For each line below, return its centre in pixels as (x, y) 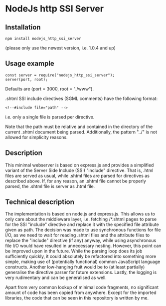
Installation (23, 27)
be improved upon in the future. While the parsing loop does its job (74, 251)
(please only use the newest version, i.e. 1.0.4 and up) (61, 48)
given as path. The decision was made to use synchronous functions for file (83, 230)
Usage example (30, 64)
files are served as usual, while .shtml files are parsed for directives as (77, 175)
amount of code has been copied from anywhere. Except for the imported (81, 292)
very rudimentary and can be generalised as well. (56, 277)
